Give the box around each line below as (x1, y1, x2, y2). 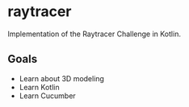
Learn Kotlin (19, 82, 60, 92)
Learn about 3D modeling (19, 73, 104, 83)
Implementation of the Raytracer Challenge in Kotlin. (7, 29, 181, 39)
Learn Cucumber (19, 91, 76, 101)
